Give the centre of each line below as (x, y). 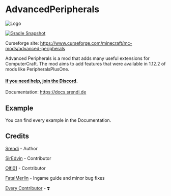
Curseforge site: (22, 43)
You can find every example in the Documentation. (58, 120)
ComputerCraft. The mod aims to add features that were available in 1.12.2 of (85, 63)
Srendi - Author (22, 148)
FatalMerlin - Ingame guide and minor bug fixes (55, 178)
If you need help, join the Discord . (41, 81)
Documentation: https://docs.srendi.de (46, 92)
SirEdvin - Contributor (28, 158)
